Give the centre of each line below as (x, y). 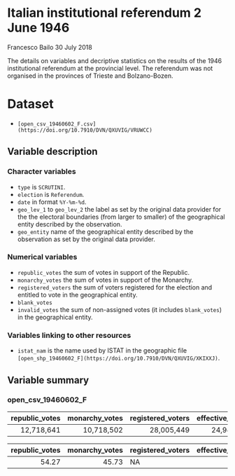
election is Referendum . (51, 194)
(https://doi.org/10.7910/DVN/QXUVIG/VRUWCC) (85, 130)
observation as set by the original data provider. (86, 239)
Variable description (52, 152)
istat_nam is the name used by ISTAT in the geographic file (102, 351)
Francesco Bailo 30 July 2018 (50, 47)
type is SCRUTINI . (41, 186)
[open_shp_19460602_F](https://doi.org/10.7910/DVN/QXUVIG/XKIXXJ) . (119, 358)
